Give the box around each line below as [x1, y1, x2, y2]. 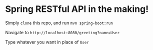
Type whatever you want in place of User [5, 39, 89, 45]
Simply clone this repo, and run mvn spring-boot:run [5, 20, 113, 26]
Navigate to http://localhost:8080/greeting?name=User [5, 29, 120, 35]
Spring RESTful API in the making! [5, 3, 149, 15]
